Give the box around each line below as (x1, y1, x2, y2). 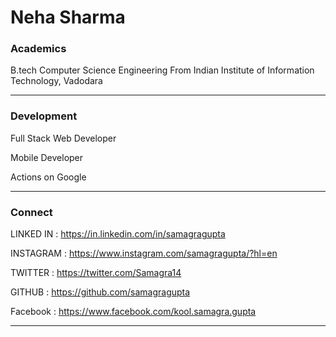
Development (10, 109, 78, 123)
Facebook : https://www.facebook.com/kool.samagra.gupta (10, 306, 257, 318)
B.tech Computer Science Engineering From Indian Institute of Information (10, 64, 315, 76)
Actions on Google (10, 171, 87, 183)
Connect (10, 205, 53, 219)
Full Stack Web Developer (10, 132, 117, 144)
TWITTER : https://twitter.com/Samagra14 (10, 267, 182, 279)
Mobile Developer (10, 151, 84, 163)
